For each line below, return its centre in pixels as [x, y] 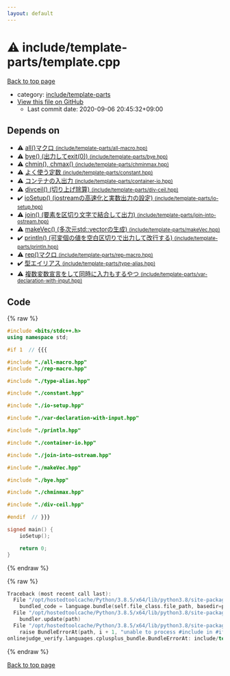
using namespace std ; [38, 338]
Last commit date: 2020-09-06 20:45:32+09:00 [95, 109]
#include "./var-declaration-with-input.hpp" [73, 418]
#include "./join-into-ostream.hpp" [59, 455]
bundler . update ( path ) [50, 619]
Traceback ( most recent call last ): [59, 594]
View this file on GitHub [50, 102]
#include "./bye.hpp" [38, 480]
